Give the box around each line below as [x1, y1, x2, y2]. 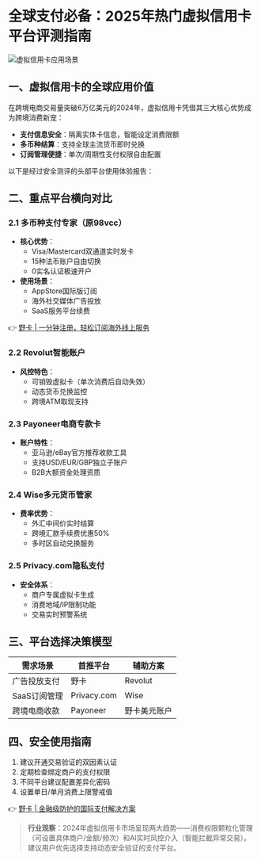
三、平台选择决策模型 [8, 635, 112, 648]
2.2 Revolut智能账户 [8, 347, 85, 358]
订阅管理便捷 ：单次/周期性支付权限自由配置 [19, 149, 161, 159]
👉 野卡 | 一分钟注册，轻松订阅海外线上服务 [8, 323, 150, 333]
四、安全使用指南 [8, 735, 92, 748]
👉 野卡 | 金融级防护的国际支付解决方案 [8, 804, 136, 813]
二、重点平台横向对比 [8, 192, 112, 205]
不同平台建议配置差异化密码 [19, 778, 111, 787]
